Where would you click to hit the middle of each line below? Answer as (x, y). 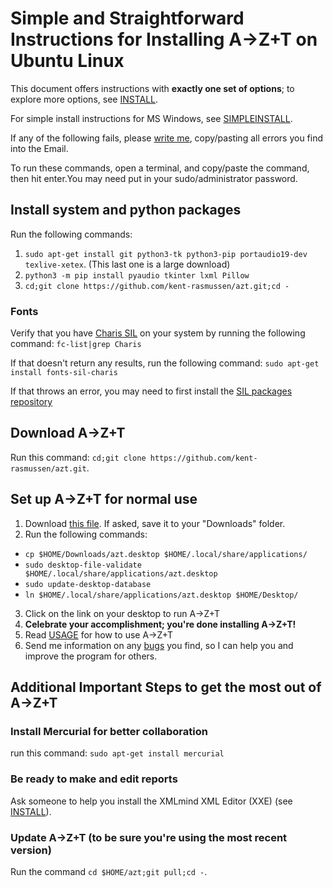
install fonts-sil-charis (64, 373)
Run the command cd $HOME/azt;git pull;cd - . (109, 871)
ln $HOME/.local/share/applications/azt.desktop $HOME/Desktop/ (161, 595)
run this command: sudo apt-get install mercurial (117, 753)
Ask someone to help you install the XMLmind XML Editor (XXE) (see (151, 801)
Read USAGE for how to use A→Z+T (98, 634)
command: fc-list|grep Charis (76, 344)
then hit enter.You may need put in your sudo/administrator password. (154, 178)
